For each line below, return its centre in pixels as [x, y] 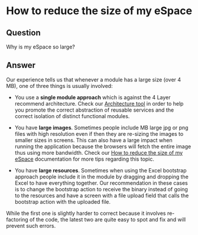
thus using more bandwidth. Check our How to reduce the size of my [99, 152]
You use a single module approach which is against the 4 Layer [92, 97]
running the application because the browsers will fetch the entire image [103, 146]
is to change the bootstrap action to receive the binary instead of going [101, 189]
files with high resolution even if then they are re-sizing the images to [99, 133]
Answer [21, 65]
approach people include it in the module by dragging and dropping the [102, 177]
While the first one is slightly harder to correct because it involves [86, 213]
